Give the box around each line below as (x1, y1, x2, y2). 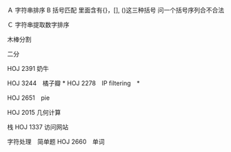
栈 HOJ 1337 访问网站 (7, 123, 69, 131)
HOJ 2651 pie (7, 94, 50, 102)
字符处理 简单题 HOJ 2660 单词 (7, 138, 105, 146)
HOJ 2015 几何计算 (7, 109, 61, 116)
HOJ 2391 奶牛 (7, 65, 50, 72)
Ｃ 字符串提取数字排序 (7, 21, 70, 29)
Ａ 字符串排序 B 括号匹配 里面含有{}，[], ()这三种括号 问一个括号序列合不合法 (7, 6, 225, 14)
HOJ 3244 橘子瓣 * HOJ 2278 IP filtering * (7, 79, 140, 87)
